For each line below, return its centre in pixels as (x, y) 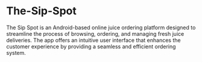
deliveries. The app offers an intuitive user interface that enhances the (93, 40)
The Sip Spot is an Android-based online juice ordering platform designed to (101, 27)
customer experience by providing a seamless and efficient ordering (91, 46)
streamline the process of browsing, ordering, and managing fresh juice (95, 33)
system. (16, 52)
